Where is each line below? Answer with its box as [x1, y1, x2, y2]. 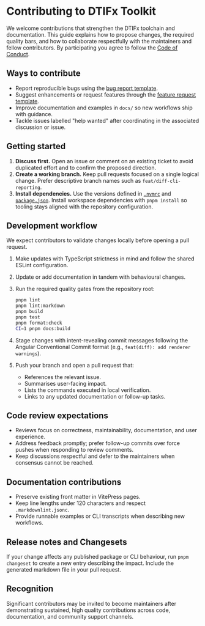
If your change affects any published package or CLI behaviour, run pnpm [6, 553, 189, 561]
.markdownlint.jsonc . [15, 506, 69, 514]
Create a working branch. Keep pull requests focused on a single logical [15, 170, 199, 178]
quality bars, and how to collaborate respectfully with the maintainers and [6, 37, 192, 45]
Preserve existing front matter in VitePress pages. [15, 493, 141, 501]
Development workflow [6, 220, 98, 230]
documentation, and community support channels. [6, 613, 134, 620]
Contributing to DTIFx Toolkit [6, 4, 156, 18]
